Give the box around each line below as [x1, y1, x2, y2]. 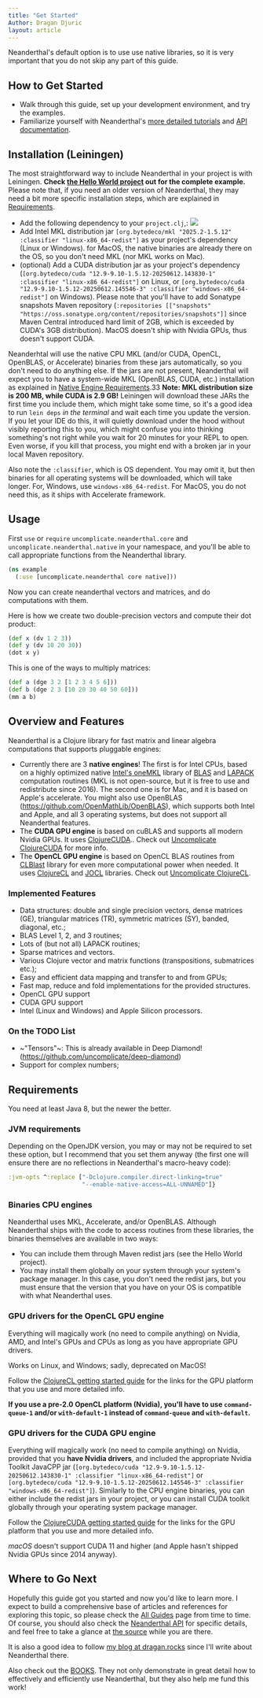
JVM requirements [8, 1123, 81, 1134]
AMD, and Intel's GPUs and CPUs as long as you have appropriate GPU [8, 1337, 238, 1346]
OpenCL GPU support [19, 989, 90, 998]
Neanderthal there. [8, 1650, 69, 1659]
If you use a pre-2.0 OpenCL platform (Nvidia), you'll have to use [8, 1399, 223, 1409]
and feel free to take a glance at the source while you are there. [8, 1626, 214, 1636]
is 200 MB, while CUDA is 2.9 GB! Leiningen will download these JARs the [8, 391, 250, 400]
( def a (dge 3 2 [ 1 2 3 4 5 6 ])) [8, 679, 118, 686]
